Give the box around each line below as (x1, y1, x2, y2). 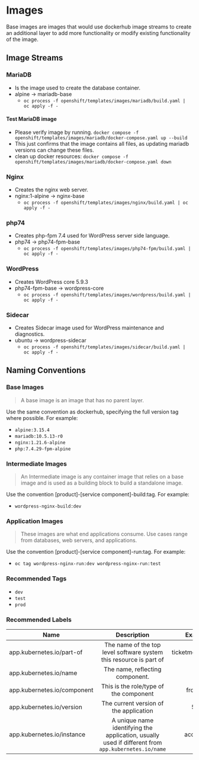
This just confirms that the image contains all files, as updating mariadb (14, 140, 190, 147)
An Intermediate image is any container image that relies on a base (20, 473, 184, 480)
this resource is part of (101, 655, 164, 663)
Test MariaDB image (6, 116, 57, 123)
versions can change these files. (14, 146, 94, 153)
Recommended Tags (6, 575, 67, 583)
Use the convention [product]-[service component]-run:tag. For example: (6, 549, 185, 556)
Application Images (6, 517, 63, 525)
